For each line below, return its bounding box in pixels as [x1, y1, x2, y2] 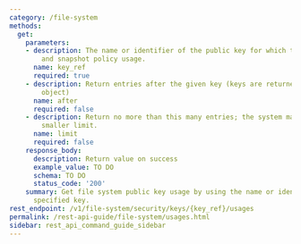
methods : [9, 21, 42, 30]
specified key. [32, 196, 90, 206]
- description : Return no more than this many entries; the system [25, 113, 282, 122]
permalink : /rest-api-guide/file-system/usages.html [9, 212, 211, 222]
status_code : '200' [32, 180, 106, 189]
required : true [32, 72, 90, 80]
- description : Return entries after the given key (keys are [25, 80, 262, 88]
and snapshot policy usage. [41, 55, 146, 63]
